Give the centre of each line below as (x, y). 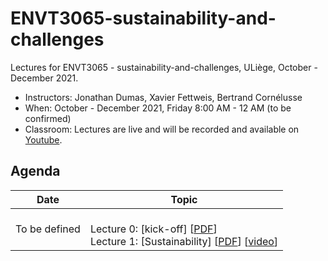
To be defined (48, 229)
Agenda (35, 171)
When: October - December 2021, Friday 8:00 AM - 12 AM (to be (158, 108)
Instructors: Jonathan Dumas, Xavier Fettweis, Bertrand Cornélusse (163, 97)
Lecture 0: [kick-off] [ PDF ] (153, 229)
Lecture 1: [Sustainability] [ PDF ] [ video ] (184, 241)
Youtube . (43, 139)
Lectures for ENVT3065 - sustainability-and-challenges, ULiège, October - (164, 67)
